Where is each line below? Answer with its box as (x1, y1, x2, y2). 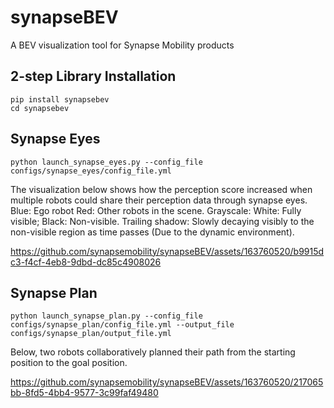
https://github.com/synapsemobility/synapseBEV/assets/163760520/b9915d (10, 245, 325, 257)
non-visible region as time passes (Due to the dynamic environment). (10, 226, 295, 238)
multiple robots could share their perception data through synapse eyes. (10, 194, 308, 206)
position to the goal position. (10, 357, 128, 369)
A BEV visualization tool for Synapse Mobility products (10, 39, 235, 51)
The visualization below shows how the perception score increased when (10, 183, 313, 195)
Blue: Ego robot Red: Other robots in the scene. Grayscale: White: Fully (10, 204, 302, 216)
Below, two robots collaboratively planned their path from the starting (10, 346, 296, 358)
